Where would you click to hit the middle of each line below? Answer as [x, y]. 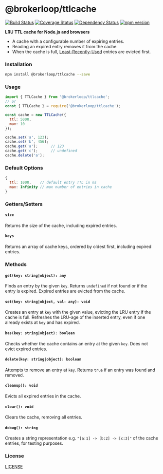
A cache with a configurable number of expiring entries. [68, 41]
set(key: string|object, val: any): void [48, 302]
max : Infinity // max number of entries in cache [61, 187]
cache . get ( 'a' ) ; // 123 [35, 146]
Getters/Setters [24, 204]
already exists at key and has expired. [43, 322]
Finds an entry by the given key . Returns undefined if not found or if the [76, 286]
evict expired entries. [26, 349]
